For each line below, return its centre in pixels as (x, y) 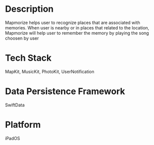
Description (29, 9)
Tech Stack (28, 58)
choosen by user (22, 38)
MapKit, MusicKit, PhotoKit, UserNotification (50, 72)
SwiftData (15, 105)
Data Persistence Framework (65, 91)
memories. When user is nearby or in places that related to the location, (77, 27)
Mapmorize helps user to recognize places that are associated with (73, 23)
